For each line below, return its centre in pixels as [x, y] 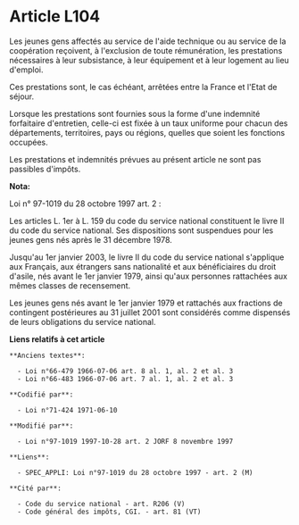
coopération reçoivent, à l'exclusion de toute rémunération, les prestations [146, 50]
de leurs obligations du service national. [83, 321]
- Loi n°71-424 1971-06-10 [67, 410]
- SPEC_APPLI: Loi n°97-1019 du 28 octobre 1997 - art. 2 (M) [135, 472]
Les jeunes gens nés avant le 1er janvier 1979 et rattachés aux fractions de [146, 303]
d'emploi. [26, 70]
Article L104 [55, 17]
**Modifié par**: [42, 426]
